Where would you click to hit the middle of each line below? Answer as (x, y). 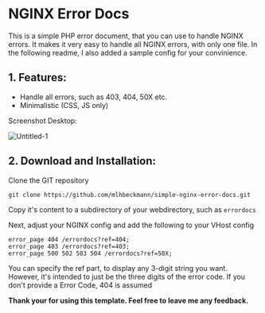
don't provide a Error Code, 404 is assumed (80, 285)
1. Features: (38, 77)
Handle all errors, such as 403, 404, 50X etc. (94, 97)
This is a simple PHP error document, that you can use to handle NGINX (126, 36)
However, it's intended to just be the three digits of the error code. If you (127, 276)
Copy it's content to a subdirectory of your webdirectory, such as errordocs (132, 209)
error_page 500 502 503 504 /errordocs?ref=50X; (90, 253)
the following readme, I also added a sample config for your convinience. (128, 52)
